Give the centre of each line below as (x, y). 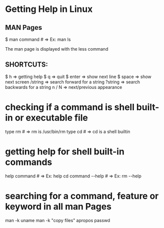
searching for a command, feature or (82, 196)
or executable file (51, 118)
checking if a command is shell (70, 107)
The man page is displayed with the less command (57, 49)
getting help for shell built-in (65, 151)
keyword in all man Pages (58, 206)
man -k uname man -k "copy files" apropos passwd (58, 220)
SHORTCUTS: (27, 65)
